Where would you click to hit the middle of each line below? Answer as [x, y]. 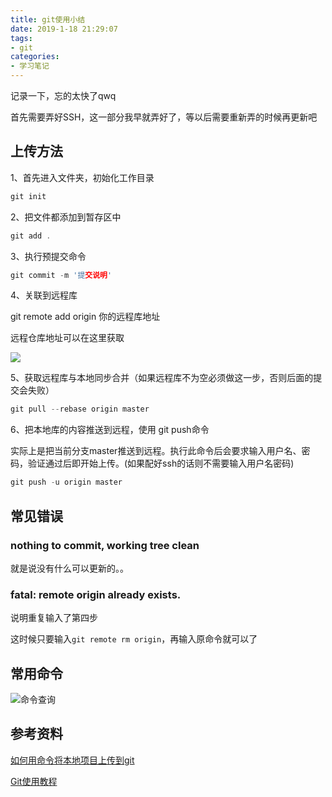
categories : [35, 57]
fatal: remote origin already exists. [96, 594]
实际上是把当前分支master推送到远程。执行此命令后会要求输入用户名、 [156, 451]
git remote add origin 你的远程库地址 [85, 317]
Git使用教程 [34, 781]
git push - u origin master [66, 482]
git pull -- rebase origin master [80, 409]
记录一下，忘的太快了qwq [63, 95]
